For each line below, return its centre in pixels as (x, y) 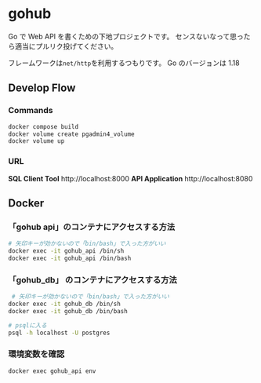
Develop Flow (42, 88)
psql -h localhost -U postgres (59, 333)
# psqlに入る (27, 325)
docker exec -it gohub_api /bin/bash (70, 258)
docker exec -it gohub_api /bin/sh (66, 251)
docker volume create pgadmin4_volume (71, 134)
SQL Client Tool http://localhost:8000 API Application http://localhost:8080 (130, 178)
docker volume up (36, 141)
